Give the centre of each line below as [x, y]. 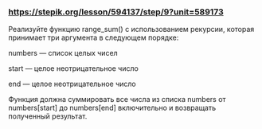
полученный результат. [48, 116]
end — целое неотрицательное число [72, 84]
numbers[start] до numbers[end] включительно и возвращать [112, 108]
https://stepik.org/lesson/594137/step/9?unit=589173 [116, 12]
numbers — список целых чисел [63, 53]
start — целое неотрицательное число [74, 68]
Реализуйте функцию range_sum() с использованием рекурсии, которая [131, 29]
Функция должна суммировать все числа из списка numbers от [117, 100]
